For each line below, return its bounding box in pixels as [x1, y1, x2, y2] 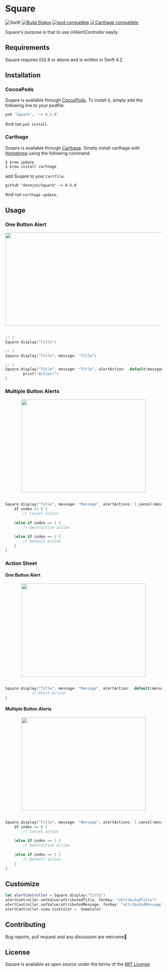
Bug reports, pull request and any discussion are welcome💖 [5, 934, 127, 940]
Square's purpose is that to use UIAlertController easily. [5, 29, 119, 35]
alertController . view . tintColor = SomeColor [5, 906, 101, 912]
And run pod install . [5, 121, 49, 127]
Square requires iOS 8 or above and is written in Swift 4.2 [5, 57, 123, 63]
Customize [5, 880, 40, 888]
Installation [5, 71, 41, 80]
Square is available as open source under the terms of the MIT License [5, 961, 150, 967]
